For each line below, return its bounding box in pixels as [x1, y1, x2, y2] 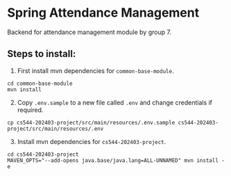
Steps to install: [7, 48, 76, 60]
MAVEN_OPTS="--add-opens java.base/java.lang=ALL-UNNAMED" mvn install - [7, 157, 225, 164]
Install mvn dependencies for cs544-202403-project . [17, 137, 166, 145]
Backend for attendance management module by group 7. [7, 28, 172, 36]
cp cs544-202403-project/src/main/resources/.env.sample [7, 119, 176, 126]
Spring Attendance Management [7, 5, 200, 21]
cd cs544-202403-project [7, 151, 79, 158]
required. [17, 106, 44, 114]
